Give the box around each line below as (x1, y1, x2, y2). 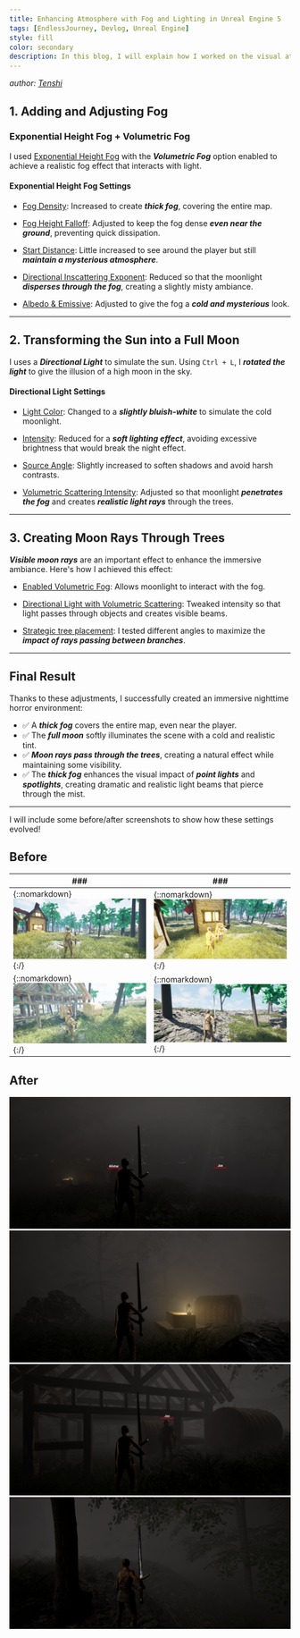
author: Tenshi (9, 78, 62, 89)
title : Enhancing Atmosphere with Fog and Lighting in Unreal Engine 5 (9, 14, 281, 23)
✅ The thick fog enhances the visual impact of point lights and (21, 769, 255, 780)
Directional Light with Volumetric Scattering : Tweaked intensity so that (21, 598, 281, 609)
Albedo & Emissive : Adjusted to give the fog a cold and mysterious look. (21, 299, 290, 309)
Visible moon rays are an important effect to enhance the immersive (9, 554, 262, 565)
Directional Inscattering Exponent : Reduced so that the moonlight (21, 272, 262, 283)
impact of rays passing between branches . (21, 635, 186, 646)
